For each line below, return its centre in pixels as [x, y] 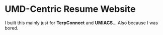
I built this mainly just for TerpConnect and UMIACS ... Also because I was [81, 23]
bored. [12, 28]
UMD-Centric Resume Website [70, 9]
